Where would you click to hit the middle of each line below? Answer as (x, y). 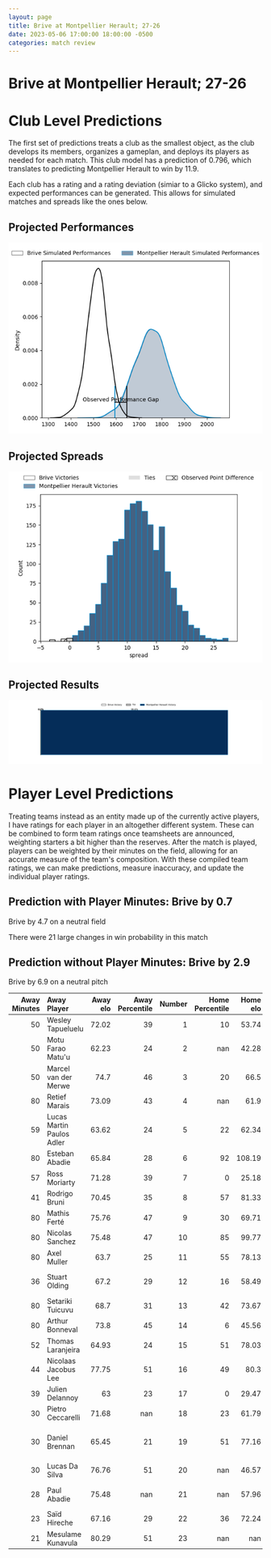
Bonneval (63, 1330)
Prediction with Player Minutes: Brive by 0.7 (121, 902)
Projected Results (54, 685)
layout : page (30, 17)
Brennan (61, 1446)
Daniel (58, 1437)
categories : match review (52, 43)
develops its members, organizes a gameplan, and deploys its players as (129, 152)
